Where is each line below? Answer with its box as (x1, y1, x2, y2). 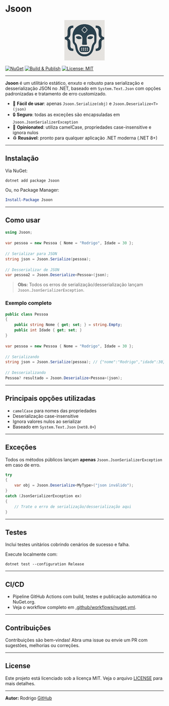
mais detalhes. (5, 680, 36, 686)
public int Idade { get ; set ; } (14, 328, 82, 333)
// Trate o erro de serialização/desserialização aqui (14, 504, 132, 509)
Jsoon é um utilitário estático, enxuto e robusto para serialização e (5, 80, 144, 86)
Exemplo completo (5, 300, 52, 307)
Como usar (5, 216, 41, 225)
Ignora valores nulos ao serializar (12, 418, 81, 424)
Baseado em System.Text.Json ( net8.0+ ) (12, 423, 97, 429)
